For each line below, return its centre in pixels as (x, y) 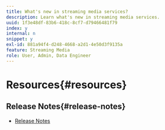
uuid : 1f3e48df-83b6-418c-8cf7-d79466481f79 (62, 22)
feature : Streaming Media (38, 50)
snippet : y (20, 39)
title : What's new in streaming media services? (67, 12)
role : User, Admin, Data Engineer (49, 56)
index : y (17, 28)
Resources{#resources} (67, 85)
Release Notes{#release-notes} (66, 107)
